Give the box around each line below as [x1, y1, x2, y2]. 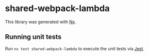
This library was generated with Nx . [5, 19, 76, 25]
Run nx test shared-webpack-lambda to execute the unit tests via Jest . [5, 45, 145, 51]
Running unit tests [5, 33, 62, 41]
